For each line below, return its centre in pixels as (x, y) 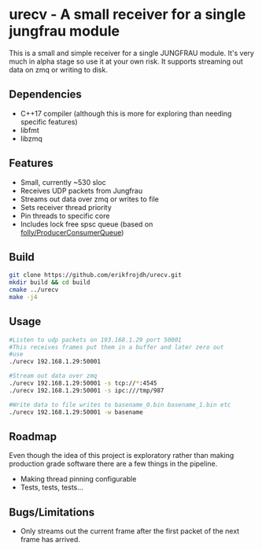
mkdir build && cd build (50, 282)
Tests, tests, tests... (52, 487)
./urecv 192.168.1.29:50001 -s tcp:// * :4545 (83, 383)
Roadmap (33, 436)
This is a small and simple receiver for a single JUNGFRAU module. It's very (132, 53)
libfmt (30, 130)
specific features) (49, 122)
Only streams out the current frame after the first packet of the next (130, 531)
